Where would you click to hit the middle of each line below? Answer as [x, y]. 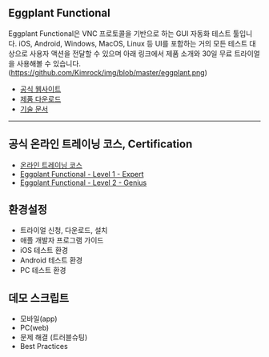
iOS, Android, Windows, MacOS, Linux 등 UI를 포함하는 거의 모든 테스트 [133, 43]
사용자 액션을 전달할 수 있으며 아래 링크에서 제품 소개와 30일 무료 [131, 53]
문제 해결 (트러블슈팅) [54, 337]
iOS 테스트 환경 [44, 251]
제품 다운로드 [40, 98]
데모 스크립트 [39, 298]
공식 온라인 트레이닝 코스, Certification [100, 144]
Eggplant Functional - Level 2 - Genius [83, 183]
